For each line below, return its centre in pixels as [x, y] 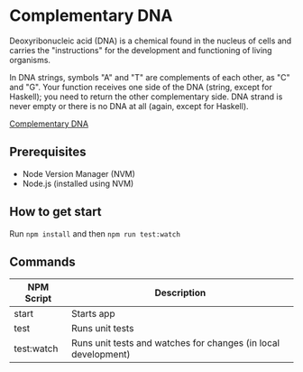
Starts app [93, 314]
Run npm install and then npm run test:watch [95, 233]
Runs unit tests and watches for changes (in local [175, 343]
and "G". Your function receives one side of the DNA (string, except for [141, 87]
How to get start [55, 212]
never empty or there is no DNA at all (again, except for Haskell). [129, 106]
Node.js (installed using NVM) [78, 183]
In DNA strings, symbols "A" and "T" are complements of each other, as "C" [150, 77]
